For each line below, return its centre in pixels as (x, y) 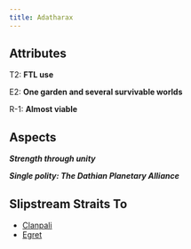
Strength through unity (52, 159)
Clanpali (37, 225)
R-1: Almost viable (44, 109)
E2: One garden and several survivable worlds (96, 92)
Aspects (33, 137)
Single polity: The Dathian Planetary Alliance (94, 176)
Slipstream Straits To (68, 204)
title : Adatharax (41, 17)
